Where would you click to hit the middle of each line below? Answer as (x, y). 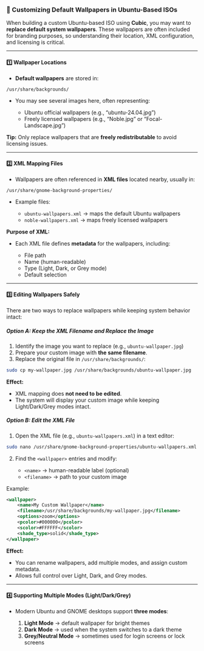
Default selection (45, 274)
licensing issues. (27, 143)
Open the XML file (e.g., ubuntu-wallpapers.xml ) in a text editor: (95, 436)
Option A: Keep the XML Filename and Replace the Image (80, 331)
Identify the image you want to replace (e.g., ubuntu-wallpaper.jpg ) (99, 346)
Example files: (32, 201)
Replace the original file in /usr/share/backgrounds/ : (80, 359)
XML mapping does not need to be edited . (68, 393)
